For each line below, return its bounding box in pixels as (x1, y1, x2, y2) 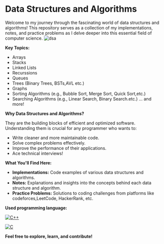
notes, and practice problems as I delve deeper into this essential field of (5, 30, 152, 36)
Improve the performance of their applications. (12, 145, 107, 151)
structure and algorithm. (12, 185, 61, 191)
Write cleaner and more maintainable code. (12, 135, 99, 141)
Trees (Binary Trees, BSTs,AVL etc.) (12, 80, 85, 86)
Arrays (12, 54, 26, 60)
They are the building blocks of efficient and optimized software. (5, 120, 136, 126)
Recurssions (12, 70, 38, 75)
